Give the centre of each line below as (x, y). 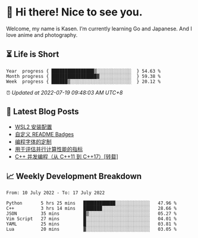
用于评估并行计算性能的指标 (49, 149)
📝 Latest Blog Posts (43, 112)
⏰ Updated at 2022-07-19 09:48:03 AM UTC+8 (65, 92)
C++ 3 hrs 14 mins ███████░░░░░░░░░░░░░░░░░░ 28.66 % (92, 209)
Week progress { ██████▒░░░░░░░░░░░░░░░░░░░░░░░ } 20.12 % (84, 82)
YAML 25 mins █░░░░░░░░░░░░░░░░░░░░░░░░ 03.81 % (92, 224)
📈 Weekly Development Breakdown (74, 176)
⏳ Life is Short (33, 54)
